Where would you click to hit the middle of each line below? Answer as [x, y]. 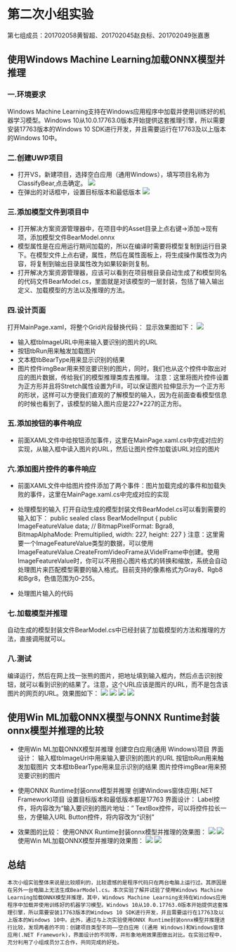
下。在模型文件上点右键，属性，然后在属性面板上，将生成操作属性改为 [119, 255]
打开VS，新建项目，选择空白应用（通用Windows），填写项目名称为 [113, 174]
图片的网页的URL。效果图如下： [53, 693]
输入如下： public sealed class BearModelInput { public [97, 518]
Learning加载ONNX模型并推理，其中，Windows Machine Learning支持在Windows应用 [117, 898]
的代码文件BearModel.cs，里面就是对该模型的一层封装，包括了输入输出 [121, 282]
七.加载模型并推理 [38, 613]
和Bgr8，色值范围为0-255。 [58, 579]
